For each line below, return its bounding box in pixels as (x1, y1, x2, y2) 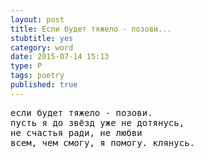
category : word (10, 42, 74, 53)
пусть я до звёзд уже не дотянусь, (10, 117, 185, 128)
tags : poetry (10, 71, 65, 81)
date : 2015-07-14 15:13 (10, 52, 110, 62)
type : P (10, 61, 43, 71)
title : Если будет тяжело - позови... (10, 24, 172, 34)
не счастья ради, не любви (10, 127, 143, 138)
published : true (10, 80, 78, 90)
